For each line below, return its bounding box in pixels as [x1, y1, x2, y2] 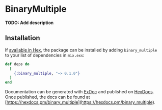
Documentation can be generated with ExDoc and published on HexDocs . [5, 89, 154, 95]
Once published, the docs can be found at [5, 94, 90, 100]
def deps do [5, 61, 29, 67]
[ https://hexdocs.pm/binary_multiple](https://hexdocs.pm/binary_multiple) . [5, 99, 156, 105]
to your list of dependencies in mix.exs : [5, 52, 84, 58]
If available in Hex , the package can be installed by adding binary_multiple [5, 47, 157, 53]
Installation [5, 34, 40, 42]
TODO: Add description [5, 20, 54, 26]
